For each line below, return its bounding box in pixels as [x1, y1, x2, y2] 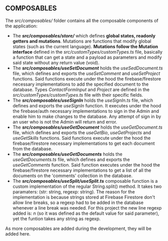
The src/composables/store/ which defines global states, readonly [12, 32, 156, 38]
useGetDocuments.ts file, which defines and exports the [12, 156, 130, 163]
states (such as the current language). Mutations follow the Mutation [12, 43, 158, 50]
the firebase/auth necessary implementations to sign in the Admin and [12, 108, 159, 114]
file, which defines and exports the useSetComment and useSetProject [12, 70, 160, 76]
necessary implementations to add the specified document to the [12, 81, 149, 87]
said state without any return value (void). [12, 59, 100, 65]
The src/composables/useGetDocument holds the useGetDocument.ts [12, 124, 163, 130]
